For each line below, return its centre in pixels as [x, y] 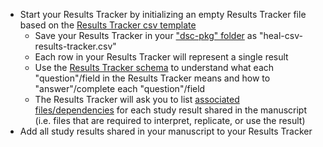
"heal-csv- [280, 35]
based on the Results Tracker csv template [108, 25]
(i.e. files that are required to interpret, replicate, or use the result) [170, 120]
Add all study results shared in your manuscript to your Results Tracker [166, 131]
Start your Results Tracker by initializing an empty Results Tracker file [163, 14]
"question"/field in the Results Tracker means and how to [152, 78]
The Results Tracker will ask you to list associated [137, 99]
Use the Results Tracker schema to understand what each [154, 67]
